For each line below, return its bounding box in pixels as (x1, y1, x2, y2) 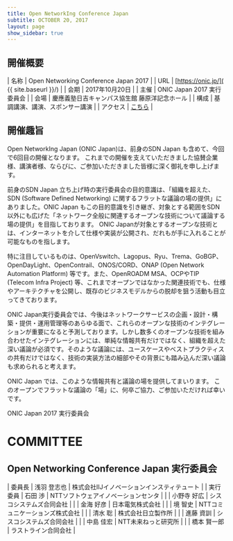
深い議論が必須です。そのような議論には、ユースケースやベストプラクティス (7, 345, 225, 353)
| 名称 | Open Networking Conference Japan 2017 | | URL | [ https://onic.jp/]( (7, 77, 224, 85)
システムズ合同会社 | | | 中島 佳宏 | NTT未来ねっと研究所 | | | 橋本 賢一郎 (19, 517, 225, 526)
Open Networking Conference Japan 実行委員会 (7, 463, 217, 475)
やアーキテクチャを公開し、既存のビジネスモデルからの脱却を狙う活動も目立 (7, 286, 226, 295)
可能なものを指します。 (7, 237, 74, 246)
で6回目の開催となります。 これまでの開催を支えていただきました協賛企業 (7, 153, 218, 162)
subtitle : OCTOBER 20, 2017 (7, 17, 89, 24)
